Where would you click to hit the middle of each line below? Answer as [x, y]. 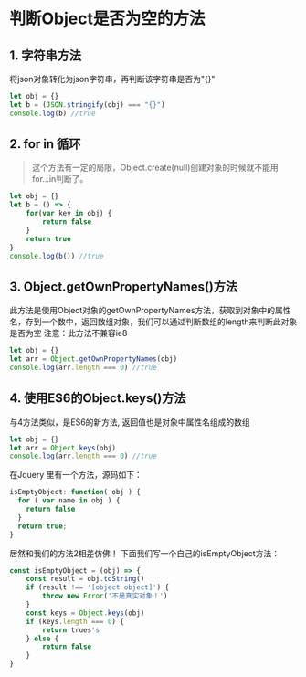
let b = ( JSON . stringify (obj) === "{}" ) [88, 105]
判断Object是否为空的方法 [107, 19]
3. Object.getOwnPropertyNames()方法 [124, 286]
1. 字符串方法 [46, 55]
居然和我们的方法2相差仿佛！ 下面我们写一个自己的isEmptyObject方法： [145, 553]
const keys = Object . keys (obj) [85, 613]
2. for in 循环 [45, 144]
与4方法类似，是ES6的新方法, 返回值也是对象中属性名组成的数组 [130, 422]
